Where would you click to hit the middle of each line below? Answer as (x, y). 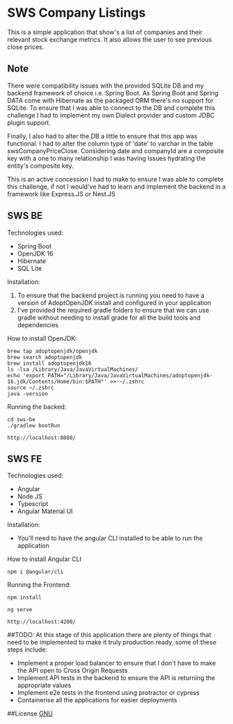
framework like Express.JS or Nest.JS (62, 194)
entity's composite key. (41, 166)
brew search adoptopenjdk (45, 357)
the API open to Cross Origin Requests (72, 670)
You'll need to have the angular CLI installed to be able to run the (110, 538)
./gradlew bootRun (34, 425)
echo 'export (26, 375)
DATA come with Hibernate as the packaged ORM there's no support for (111, 100)
